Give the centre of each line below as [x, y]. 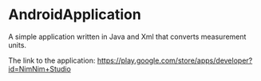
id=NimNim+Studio [40, 68]
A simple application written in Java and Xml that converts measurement [127, 37]
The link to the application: [52, 60]
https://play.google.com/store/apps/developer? [175, 60]
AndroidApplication [75, 15]
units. [17, 44]
